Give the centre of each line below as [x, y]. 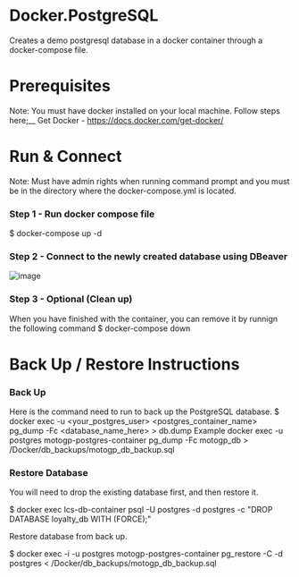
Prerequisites [60, 86]
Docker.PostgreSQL [84, 16]
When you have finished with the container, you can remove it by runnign [144, 318]
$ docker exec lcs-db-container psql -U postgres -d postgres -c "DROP [141, 510]
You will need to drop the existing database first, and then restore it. [134, 492]
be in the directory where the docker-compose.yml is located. [123, 191]
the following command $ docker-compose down [100, 328]
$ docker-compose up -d [56, 233]
